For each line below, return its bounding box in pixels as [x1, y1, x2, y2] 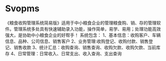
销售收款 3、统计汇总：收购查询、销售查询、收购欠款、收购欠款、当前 [13, 44, 157, 50]
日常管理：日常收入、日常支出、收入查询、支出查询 [17, 50, 122, 57]
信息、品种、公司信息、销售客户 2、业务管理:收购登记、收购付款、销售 [5, 38, 149, 44]
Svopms [5, 3, 40, 14]
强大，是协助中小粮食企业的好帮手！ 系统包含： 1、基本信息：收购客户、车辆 [5, 32, 161, 38]
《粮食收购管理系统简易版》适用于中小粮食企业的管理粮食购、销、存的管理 [5, 20, 157, 26]
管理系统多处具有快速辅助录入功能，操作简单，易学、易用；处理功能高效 [13, 26, 161, 32]
